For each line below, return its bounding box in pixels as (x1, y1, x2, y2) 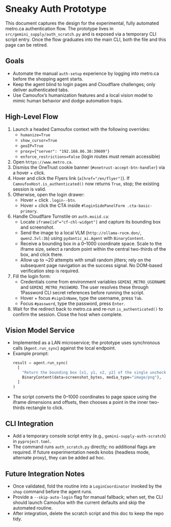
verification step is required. (20, 268, 80, 274)
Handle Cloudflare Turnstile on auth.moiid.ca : (12, 213, 110, 219)
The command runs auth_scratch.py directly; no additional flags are (12, 444, 156, 450)
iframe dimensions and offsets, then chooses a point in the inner (12, 399, 149, 405)
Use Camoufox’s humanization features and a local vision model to (12, 92, 153, 98)
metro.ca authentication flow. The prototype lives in (5, 25, 114, 31)
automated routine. (12, 505, 53, 511)
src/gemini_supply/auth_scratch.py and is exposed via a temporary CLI (5, 31, 157, 37)
